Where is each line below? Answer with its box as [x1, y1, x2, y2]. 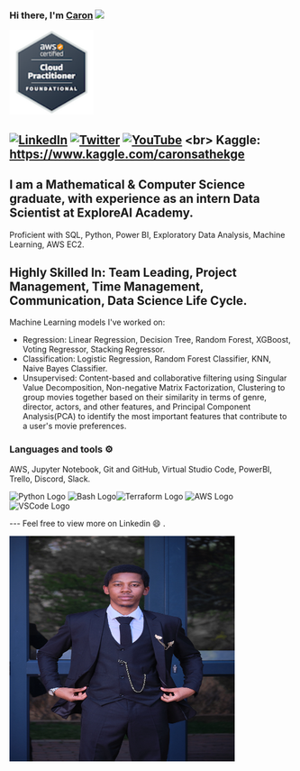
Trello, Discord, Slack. [9, 473, 91, 484]
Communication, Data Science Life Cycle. [9, 293, 248, 308]
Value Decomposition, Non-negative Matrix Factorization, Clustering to [22, 382, 286, 393]
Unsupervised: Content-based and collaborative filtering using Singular [22, 372, 287, 383]
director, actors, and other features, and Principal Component [22, 401, 251, 412]
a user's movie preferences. [22, 420, 127, 432]
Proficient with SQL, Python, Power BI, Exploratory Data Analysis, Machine [9, 229, 286, 240]
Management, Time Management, [9, 279, 205, 294]
